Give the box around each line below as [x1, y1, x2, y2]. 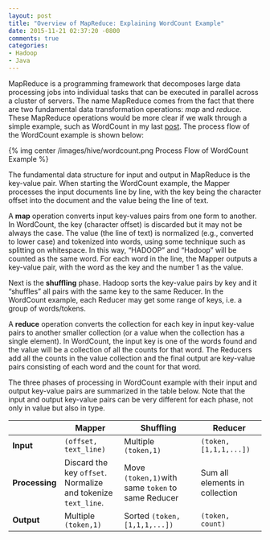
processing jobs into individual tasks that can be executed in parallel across [8, 87, 259, 97]
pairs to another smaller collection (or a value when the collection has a [8, 328, 245, 337]
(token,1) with [124, 472, 178, 483]
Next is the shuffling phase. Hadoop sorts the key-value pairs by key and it [8, 278, 257, 287]
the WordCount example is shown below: [8, 130, 145, 139]
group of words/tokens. [8, 303, 87, 313]
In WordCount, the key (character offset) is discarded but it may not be [8, 219, 243, 229]
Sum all [200, 467, 229, 478]
